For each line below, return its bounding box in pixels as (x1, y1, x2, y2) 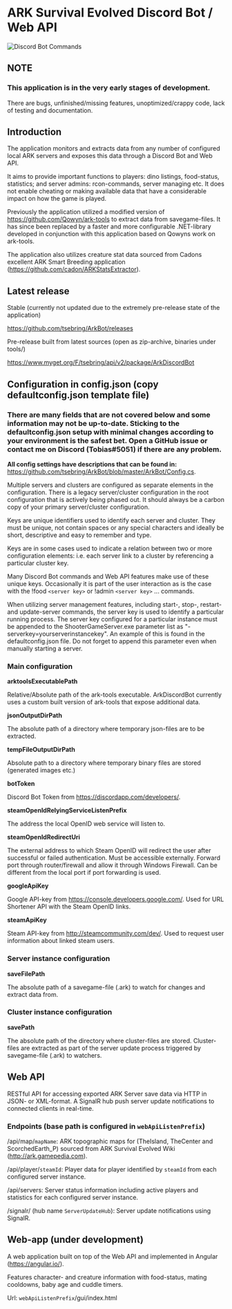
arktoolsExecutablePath (7, 677, 78, 686)
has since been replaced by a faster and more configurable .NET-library (7, 222, 212, 231)
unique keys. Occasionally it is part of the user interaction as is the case (7, 579, 212, 588)
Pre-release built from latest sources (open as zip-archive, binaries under (7, 338, 216, 346)
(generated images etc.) (7, 766, 76, 775)
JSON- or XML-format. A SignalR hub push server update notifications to (7, 1096, 215, 1105)
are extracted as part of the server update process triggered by (20, 1044, 202, 1052)
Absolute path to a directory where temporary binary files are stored (7, 759, 202, 767)
